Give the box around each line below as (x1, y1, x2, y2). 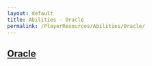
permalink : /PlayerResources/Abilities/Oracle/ (7, 22, 146, 29)
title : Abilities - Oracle (7, 16, 84, 23)
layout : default (7, 10, 53, 17)
